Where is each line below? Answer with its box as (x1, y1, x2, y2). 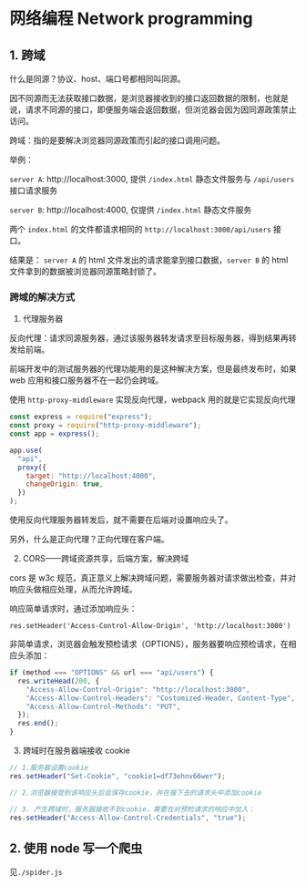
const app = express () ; (9, 429, 100, 438)
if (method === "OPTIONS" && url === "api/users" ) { (9, 668, 214, 677)
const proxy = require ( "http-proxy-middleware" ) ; (9, 421, 202, 430)
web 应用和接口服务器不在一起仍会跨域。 (9, 375, 164, 386)
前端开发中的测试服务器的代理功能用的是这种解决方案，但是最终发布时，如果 (9, 364, 297, 375)
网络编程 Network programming (9, 8, 253, 29)
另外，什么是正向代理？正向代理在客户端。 (9, 534, 169, 545)
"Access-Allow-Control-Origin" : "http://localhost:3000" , (25, 685, 250, 694)
